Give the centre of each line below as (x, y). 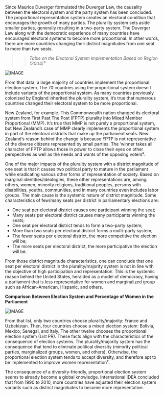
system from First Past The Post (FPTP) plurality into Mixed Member (74, 118)
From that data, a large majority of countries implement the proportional (77, 82)
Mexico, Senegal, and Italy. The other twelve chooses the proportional (76, 331)
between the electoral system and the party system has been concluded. (79, 12)
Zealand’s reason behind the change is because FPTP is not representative (81, 139)
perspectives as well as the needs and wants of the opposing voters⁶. (75, 154)
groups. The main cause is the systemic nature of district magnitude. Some (81, 195)
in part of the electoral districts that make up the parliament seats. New (77, 134)
